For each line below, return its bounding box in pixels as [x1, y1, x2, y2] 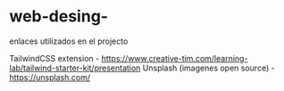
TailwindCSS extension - [9, 53, 100, 63]
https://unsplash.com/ [9, 71, 91, 82]
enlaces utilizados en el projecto [9, 36, 129, 46]
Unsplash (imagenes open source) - [142, 62, 275, 73]
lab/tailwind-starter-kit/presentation [9, 62, 141, 73]
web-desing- [9, 6, 109, 27]
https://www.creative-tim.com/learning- [101, 53, 248, 63]
